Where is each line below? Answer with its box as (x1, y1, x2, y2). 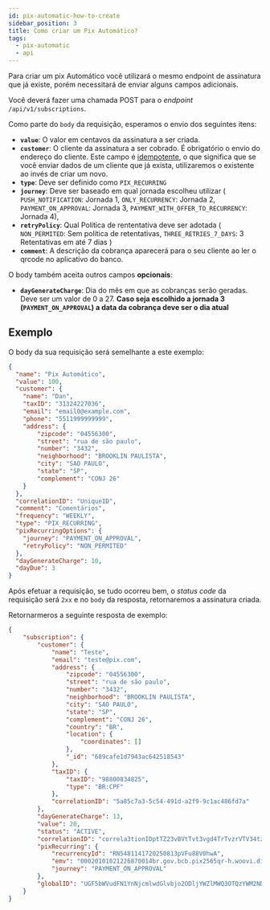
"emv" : (51, 857, 74, 866)
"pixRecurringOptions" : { (15, 527, 103, 535)
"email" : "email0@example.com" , (22, 407, 131, 416)
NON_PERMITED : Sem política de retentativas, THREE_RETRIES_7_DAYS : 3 (19, 229, 244, 238)
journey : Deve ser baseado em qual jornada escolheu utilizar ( (19, 186, 227, 195)
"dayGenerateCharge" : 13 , (37, 813, 125, 821)
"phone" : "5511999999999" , (22, 414, 113, 422)
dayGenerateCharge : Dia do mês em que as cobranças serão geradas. (19, 286, 248, 295)
